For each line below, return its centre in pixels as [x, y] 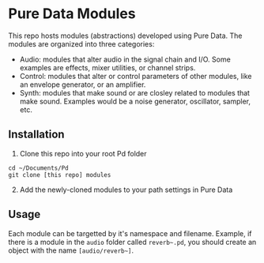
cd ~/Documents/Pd [38, 168]
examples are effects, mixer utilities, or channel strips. [107, 67]
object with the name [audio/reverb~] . [71, 250]
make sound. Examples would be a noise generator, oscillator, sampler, [135, 101]
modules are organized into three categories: [81, 43]
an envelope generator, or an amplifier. [83, 85]
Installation [36, 135]
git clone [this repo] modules [60, 175]
